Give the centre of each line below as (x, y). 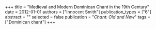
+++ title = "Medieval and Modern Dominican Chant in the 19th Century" (77, 7)
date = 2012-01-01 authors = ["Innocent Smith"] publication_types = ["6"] (78, 12)
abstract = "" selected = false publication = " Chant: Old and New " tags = (78, 17)
